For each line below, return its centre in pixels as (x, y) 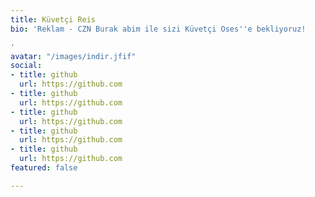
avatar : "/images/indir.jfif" (73, 56)
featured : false (44, 168)
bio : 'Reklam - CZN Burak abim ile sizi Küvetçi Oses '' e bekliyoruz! (158, 29)
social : (26, 66)
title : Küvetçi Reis (53, 19)
